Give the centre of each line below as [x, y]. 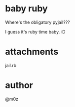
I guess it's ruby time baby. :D [35, 32]
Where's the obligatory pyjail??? [37, 22]
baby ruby [26, 9]
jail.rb [11, 65]
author [19, 86]
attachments [32, 52]
